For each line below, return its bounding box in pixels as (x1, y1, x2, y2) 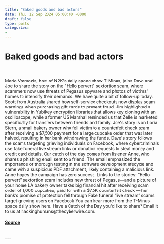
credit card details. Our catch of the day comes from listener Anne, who (5, 151, 150, 157)
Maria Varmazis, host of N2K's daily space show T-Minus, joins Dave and (5, 78, 153, 83)
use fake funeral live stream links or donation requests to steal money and (5, 145, 154, 151)
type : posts (5, 21, 29, 26)
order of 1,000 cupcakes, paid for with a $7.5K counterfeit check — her (5, 187, 148, 193)
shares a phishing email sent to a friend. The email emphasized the (5, 156, 141, 162)
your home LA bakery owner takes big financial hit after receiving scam (5, 182, 149, 188)
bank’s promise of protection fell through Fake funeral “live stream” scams (5, 192, 155, 198)
